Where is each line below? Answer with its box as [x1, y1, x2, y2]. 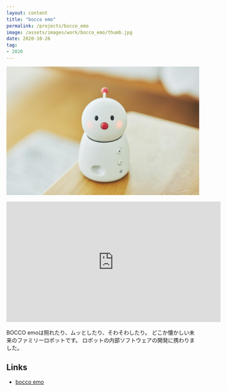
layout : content [6, 10, 48, 16]
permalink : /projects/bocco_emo [6, 23, 89, 29]
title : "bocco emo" [6, 16, 56, 23]
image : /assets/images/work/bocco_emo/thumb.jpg [6, 29, 133, 35]
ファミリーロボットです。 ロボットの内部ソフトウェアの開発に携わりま [17, 337, 195, 344]
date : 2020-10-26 [6, 35, 51, 42]
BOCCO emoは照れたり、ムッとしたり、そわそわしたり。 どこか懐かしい [6, 329, 190, 336]
